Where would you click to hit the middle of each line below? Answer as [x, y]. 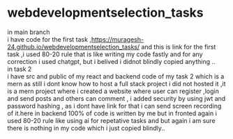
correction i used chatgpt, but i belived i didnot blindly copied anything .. [111, 61]
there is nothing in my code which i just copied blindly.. [86, 128]
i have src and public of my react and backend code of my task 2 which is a [116, 76]
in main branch [29, 32]
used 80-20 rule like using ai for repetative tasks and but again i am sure [112, 120]
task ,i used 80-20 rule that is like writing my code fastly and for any [105, 54]
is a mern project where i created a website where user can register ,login [113, 91]
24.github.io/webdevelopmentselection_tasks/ [74, 47]
